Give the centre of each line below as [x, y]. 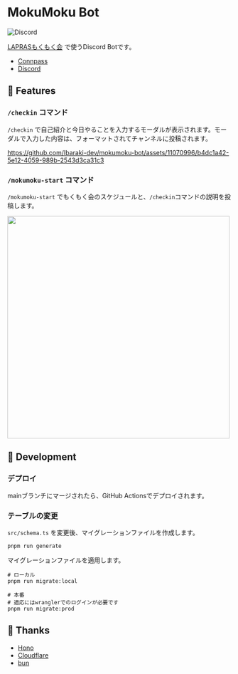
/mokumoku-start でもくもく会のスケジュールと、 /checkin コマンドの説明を [116, 196]
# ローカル [21, 575]
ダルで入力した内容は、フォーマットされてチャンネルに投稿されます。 [109, 138]
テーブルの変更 [33, 515]
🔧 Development [42, 457]
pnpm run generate [34, 546]
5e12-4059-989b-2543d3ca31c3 [56, 160]
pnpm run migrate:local [43, 581]
